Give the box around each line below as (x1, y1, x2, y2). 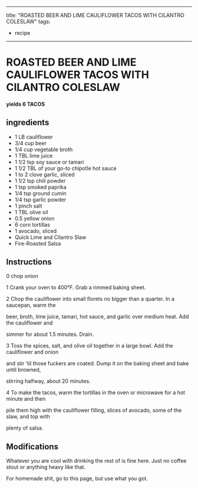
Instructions (6, 257, 52, 267)
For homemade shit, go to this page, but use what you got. (6, 475, 148, 482)
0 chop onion (6, 273, 38, 280)
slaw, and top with (6, 413, 50, 420)
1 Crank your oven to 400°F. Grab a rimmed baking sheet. (6, 284, 146, 291)
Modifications (6, 441, 59, 451)
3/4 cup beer (14, 139, 47, 146)
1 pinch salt (14, 202, 42, 209)
